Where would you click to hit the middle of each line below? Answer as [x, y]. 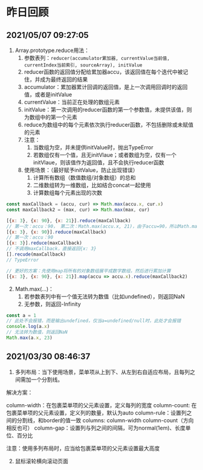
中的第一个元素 [59, 117]
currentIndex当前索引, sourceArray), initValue [83, 65]
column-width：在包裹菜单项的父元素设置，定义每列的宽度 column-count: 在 [101, 405]
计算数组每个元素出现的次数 [68, 193]
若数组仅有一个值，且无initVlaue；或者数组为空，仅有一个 [105, 155]
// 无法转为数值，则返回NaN [37, 332]
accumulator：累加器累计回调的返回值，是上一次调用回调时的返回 [106, 87]
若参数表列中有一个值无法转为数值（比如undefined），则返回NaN [105, 296]
